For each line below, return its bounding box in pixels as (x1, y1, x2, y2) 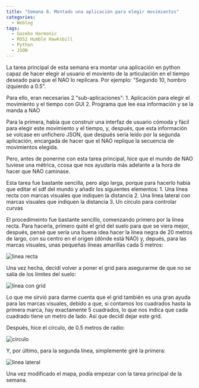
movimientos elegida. (6, 143, 59, 150)
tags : (6, 25, 20, 31)
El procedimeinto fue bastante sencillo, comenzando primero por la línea (6, 216, 184, 223)
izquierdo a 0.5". (6, 83, 46, 90)
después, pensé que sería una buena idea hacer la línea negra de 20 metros (6, 228, 193, 235)
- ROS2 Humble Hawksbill (11, 36, 73, 42)
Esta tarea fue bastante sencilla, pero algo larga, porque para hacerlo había (6, 179, 191, 186)
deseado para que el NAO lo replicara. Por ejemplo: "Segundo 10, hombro (6, 76, 187, 83)
